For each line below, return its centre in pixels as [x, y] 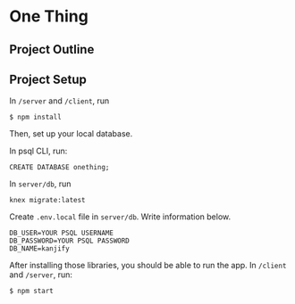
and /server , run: [41, 275]
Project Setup [48, 79]
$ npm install [36, 118]
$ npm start [31, 292]
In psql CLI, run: [38, 151]
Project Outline [52, 49]
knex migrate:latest [48, 201]
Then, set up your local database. [71, 134]
